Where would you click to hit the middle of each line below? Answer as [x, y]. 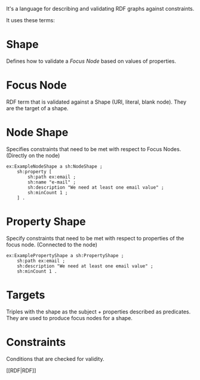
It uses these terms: [30, 20]
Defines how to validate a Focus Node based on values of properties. [91, 61]
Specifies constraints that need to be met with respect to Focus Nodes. [94, 149]
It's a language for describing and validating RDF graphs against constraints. [100, 9]
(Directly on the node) [33, 155]
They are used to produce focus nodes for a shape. [70, 318]
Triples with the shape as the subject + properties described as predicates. [99, 312]
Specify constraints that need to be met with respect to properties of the [95, 238]
